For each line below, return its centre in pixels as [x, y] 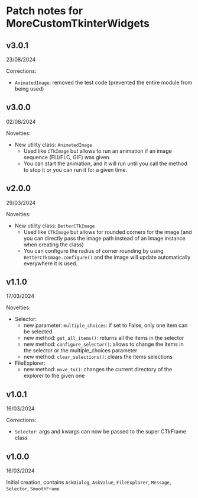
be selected [38, 332]
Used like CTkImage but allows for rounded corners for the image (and [108, 232]
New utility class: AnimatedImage [53, 144]
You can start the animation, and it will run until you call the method [105, 163]
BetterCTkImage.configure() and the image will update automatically [107, 257]
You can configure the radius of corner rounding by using [93, 250]
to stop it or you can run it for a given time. [75, 169]
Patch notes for [45, 11]
